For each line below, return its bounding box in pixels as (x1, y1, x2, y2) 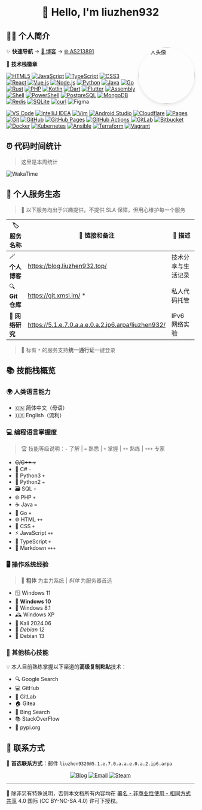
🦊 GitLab (14, 693, 36, 700)
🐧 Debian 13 (14, 632, 45, 639)
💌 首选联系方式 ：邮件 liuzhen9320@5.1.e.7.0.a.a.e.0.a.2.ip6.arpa (6, 760, 172, 767)
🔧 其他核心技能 (6, 648, 49, 657)
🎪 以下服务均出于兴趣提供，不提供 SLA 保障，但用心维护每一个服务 (20, 206, 186, 213)
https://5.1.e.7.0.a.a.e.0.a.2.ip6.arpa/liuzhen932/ (27, 320, 166, 329)
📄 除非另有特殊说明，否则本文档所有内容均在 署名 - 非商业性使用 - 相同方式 (6, 790, 191, 797)
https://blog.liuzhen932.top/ (27, 262, 108, 270)
